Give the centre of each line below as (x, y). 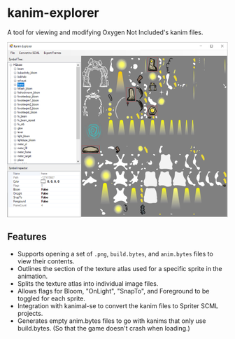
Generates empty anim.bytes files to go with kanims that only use (112, 321)
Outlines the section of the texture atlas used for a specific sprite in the (120, 268)
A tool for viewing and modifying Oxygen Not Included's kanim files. (105, 32)
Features (27, 237)
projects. (30, 313)
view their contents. (46, 261)
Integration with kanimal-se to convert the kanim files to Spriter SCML (118, 305)
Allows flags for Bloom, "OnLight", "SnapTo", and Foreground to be (113, 291)
